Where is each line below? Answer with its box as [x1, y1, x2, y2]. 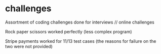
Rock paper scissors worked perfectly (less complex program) [5, 28, 132, 34]
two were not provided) [5, 43, 53, 49]
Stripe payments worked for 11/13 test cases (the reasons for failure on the [5, 38, 157, 44]
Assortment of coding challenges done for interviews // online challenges [5, 19, 155, 25]
